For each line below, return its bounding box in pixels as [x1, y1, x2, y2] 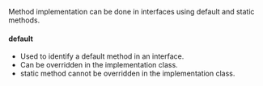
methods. [8, 15, 40, 25]
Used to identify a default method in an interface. [19, 51, 185, 61]
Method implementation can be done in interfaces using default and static [8, 7, 255, 16]
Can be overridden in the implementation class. [19, 60, 178, 70]
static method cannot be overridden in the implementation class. [19, 68, 235, 79]
